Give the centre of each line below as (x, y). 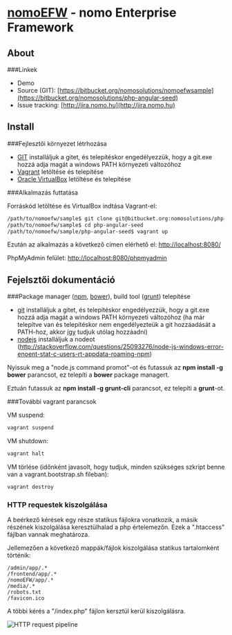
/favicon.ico (26, 598)
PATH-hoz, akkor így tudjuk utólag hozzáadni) (83, 332)
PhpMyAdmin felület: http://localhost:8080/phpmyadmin (87, 258)
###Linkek (22, 70)
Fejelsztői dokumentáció (61, 279)
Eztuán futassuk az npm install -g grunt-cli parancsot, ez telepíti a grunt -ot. (116, 388)
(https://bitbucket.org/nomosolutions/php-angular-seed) (97, 98)
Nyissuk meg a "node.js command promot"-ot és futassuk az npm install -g (115, 368)
